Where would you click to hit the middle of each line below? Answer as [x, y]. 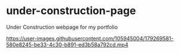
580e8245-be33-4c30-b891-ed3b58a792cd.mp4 [67, 45]
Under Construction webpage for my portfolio [62, 27]
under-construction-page [71, 11]
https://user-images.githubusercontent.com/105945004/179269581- [90, 38]
